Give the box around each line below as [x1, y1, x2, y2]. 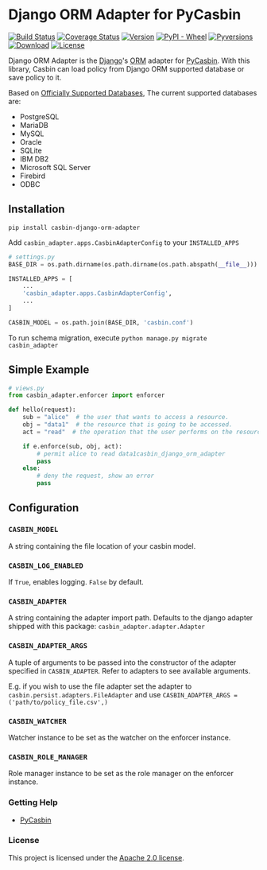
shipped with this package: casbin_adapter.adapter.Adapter [8, 622, 205, 631]
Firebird [19, 171, 46, 181]
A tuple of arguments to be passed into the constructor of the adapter [8, 658, 237, 667]
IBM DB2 [19, 153, 49, 164]
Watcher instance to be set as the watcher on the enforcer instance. [8, 732, 231, 742]
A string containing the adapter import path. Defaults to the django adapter [8, 613, 253, 623]
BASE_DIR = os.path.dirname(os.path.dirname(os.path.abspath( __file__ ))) [8, 260, 258, 268]
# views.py [8, 384, 44, 392]
